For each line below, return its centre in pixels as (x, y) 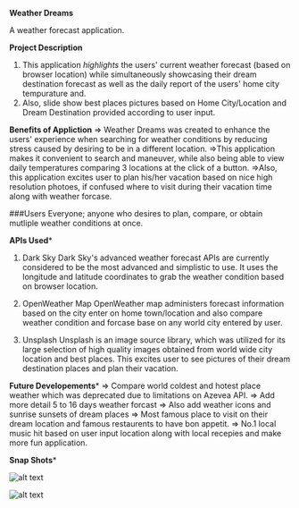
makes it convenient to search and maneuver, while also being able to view (147, 158)
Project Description (46, 47)
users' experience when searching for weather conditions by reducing (138, 139)
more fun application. (48, 443)
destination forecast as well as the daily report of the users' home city (150, 84)
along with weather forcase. (61, 196)
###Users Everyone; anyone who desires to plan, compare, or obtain (136, 213)
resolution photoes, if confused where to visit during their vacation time (141, 186)
